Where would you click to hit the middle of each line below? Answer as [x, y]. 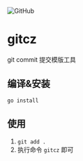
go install [23, 101]
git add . [32, 142]
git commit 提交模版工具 [42, 59]
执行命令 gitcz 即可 [45, 149]
